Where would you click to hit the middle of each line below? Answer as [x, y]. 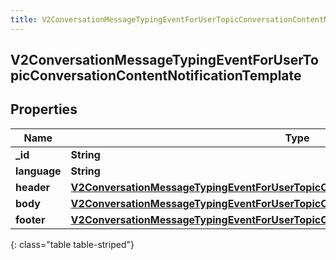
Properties [44, 109]
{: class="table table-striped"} [72, 244]
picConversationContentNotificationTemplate [156, 76]
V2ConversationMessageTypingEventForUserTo [164, 60]
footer [30, 219]
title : [24, 19]
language [38, 171]
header [33, 187]
